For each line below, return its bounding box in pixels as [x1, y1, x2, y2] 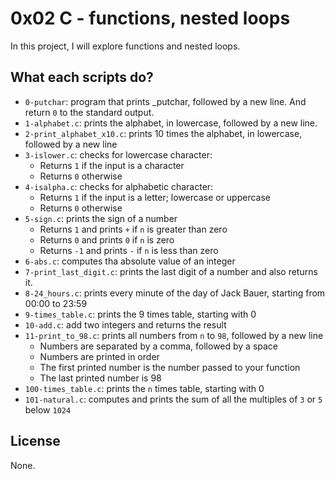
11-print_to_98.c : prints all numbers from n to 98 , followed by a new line [24, 329, 324, 341]
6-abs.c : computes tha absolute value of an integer [24, 255, 236, 267]
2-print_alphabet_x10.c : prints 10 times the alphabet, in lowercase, [24, 127, 303, 139]
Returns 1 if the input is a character [39, 159, 185, 171]
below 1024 [24, 403, 72, 416]
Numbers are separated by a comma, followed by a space [39, 340, 279, 352]
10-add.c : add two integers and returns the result [24, 318, 227, 331]
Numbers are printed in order [39, 350, 160, 362]
